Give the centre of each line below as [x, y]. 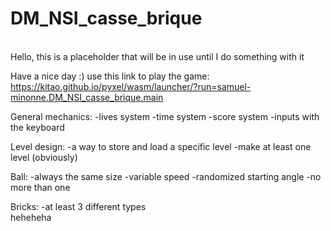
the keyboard [37, 127]
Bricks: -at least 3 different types [78, 206]
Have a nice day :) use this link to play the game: [110, 76]
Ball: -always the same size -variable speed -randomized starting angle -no [166, 176]
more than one [40, 187]
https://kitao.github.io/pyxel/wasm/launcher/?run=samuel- [131, 86]
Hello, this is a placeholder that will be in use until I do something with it [157, 56]
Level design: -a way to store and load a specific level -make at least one [161, 146]
